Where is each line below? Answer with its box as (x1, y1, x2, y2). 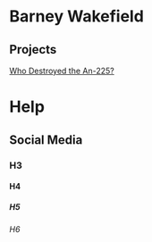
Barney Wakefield (9, 6, 145, 27)
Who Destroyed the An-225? (9, 65, 114, 76)
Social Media (9, 132, 83, 147)
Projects (9, 42, 57, 57)
